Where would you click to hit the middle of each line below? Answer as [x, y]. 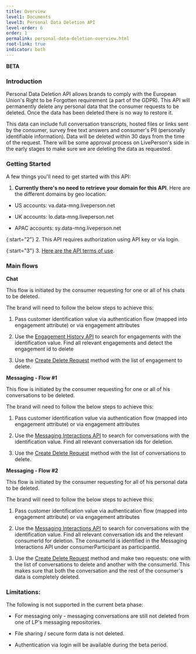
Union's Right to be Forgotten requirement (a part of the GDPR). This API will [98, 101]
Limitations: [23, 592]
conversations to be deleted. [40, 395]
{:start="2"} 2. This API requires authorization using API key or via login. [93, 240]
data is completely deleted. [47, 577]
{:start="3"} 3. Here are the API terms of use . [61, 251]
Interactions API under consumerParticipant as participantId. [87, 546]
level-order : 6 [25, 28]
